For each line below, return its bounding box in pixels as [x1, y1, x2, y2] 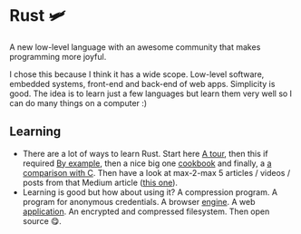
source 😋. [22, 215, 62, 226]
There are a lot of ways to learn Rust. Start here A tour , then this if [22, 148, 269, 159]
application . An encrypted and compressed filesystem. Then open [22, 206, 270, 217]
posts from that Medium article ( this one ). [22, 177, 179, 188]
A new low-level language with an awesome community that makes [9, 41, 261, 53]
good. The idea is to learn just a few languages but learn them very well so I [9, 88, 293, 99]
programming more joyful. [9, 51, 107, 62]
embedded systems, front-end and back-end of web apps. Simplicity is [9, 78, 276, 89]
